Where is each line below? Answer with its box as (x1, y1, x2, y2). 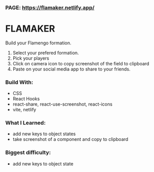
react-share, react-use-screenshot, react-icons (12, 101, 113, 107)
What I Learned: (5, 119, 46, 127)
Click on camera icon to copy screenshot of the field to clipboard (12, 60, 149, 66)
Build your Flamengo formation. (5, 40, 71, 46)
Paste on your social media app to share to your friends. (12, 66, 131, 72)
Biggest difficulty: (5, 149, 51, 156)
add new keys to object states (12, 131, 76, 137)
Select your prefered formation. (12, 50, 79, 56)
